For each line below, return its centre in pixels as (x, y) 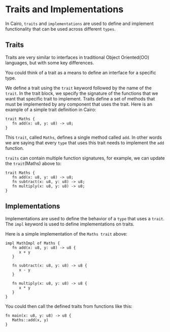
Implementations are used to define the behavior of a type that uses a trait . (85, 218)
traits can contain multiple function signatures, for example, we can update (85, 158)
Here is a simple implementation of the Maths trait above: (66, 234)
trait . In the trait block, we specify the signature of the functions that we (82, 93)
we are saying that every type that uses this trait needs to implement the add (85, 143)
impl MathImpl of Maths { (32, 243)
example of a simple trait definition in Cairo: (51, 109)
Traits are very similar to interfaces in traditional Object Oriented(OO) (77, 57)
